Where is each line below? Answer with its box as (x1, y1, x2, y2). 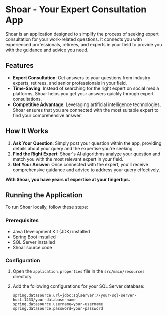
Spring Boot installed (12, 234, 56, 240)
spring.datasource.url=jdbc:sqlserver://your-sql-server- (12, 293, 137, 298)
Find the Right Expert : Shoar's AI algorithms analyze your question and (12, 151, 161, 157)
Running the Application (5, 191, 83, 199)
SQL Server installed (12, 239, 55, 245)
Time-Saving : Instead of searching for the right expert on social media (12, 85, 159, 91)
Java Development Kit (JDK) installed (12, 228, 90, 234)
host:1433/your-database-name (12, 297, 76, 302)
